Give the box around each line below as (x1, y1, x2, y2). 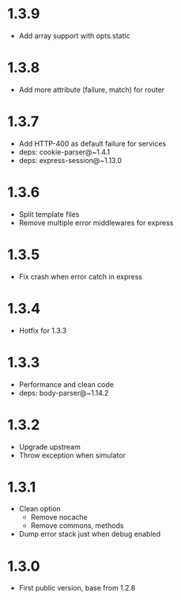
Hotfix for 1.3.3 (18, 325, 67, 335)
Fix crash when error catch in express (18, 272, 143, 281)
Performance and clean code (18, 379, 114, 389)
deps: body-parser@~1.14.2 (18, 388, 109, 397)
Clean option (18, 504, 61, 514)
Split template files (18, 209, 80, 218)
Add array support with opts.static (18, 31, 131, 40)
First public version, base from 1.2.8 (18, 583, 136, 593)
